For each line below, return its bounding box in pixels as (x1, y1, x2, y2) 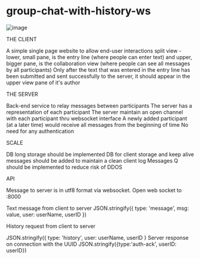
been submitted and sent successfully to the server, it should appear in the (6, 72, 190, 80)
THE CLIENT (6, 35, 37, 42)
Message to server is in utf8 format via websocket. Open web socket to (6, 187, 182, 194)
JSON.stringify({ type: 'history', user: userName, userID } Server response (6, 234, 189, 241)
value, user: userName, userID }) (6, 211, 87, 218)
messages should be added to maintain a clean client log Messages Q (6, 157, 179, 164)
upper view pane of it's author (6, 79, 81, 86)
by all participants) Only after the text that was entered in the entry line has (6, 66, 190, 73)
